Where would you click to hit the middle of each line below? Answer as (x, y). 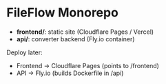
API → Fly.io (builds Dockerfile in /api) (70, 73)
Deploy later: (24, 52)
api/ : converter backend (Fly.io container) (75, 39)
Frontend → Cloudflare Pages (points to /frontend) (88, 65)
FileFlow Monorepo (62, 13)
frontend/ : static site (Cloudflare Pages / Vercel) (85, 32)
